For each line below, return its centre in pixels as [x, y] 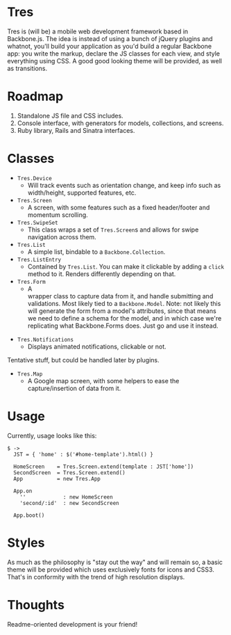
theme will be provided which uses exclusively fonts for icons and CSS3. [111, 569]
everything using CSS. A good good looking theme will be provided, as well [114, 61]
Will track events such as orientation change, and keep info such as [124, 185]
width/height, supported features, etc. [82, 193]
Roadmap [35, 96]
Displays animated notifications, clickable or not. [97, 346]
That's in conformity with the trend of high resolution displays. [96, 577]
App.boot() [29, 515]
